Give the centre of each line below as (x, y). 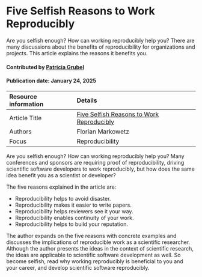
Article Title (26, 118)
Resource (23, 96)
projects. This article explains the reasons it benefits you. (77, 53)
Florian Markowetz (103, 132)
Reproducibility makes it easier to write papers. (73, 205)
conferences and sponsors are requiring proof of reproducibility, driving (95, 162)
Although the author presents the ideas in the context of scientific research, (100, 248)
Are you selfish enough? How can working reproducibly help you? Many (95, 156)
